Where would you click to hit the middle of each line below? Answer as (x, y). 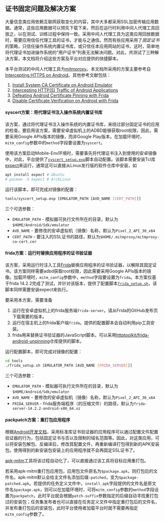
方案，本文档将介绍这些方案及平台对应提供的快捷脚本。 (65, 58)
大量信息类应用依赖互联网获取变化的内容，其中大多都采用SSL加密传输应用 (80, 22)
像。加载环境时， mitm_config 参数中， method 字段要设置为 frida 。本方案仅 (79, 277)
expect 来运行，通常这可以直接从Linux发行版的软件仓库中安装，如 (71, 166)
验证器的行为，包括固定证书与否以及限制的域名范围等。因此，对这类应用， (80, 438)
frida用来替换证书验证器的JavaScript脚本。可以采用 (64, 335)
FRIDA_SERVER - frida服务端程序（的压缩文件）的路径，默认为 (73, 403)
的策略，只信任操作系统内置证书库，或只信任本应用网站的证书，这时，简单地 (82, 46)
